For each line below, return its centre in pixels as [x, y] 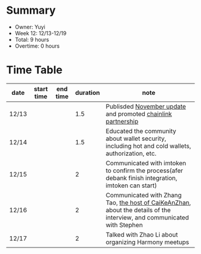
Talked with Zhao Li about [142, 234]
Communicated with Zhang [144, 195]
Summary [31, 10]
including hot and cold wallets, [148, 145]
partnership [122, 121]
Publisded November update [146, 106]
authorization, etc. [131, 153]
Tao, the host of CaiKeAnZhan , [148, 202]
